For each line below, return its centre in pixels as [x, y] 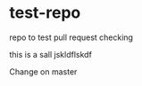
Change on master [43, 71]
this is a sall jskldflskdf [50, 54]
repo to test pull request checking [71, 37]
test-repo [45, 13]
